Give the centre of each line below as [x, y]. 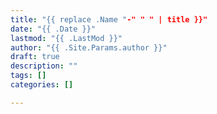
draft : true [35, 57]
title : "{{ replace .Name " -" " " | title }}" [109, 19]
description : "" [44, 66]
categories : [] [42, 85]
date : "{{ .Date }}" [53, 29]
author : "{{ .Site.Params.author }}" [89, 47]
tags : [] [28, 76]
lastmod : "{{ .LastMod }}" [66, 38]
